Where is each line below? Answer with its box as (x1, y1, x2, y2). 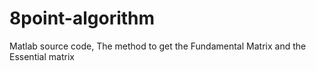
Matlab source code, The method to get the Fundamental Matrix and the (9, 40, 307, 52)
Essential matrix (9, 50, 75, 62)
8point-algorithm (9, 7, 156, 30)
